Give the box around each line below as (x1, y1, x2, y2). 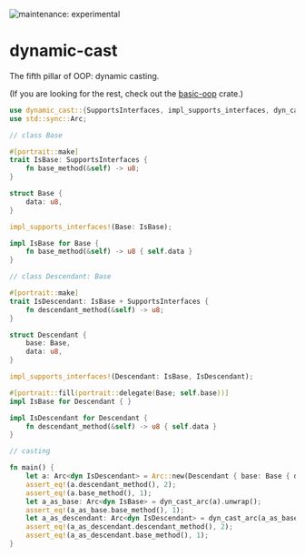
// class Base (9, 130, 64, 140)
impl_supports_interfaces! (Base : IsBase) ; (9, 222, 172, 231)
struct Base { (9, 189, 64, 198)
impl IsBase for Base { (9, 238, 100, 248)
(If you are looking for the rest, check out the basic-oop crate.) (9, 87, 243, 99)
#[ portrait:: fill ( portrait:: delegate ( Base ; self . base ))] (9, 388, 230, 398)
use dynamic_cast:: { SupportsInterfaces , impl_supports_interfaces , (9, 106, 271, 115)
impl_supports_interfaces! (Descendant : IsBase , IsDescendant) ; (9, 372, 254, 381)
